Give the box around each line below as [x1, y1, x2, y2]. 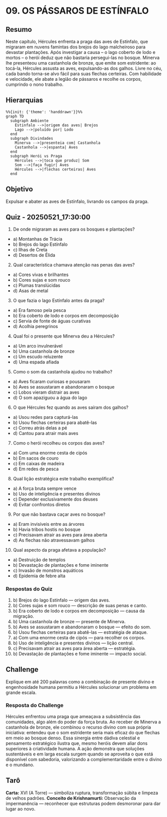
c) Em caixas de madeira [13, 461, 64, 467]
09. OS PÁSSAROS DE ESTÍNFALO [6, 5, 149, 17]
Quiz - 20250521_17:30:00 [6, 213, 91, 222]
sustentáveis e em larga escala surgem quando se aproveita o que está [6, 751, 153, 757]
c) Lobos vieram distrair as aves [13, 389, 79, 396]
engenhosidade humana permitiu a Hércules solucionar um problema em [6, 684, 157, 690]
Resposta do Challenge [6, 702, 64, 709]
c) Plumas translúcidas [13, 283, 60, 289]
